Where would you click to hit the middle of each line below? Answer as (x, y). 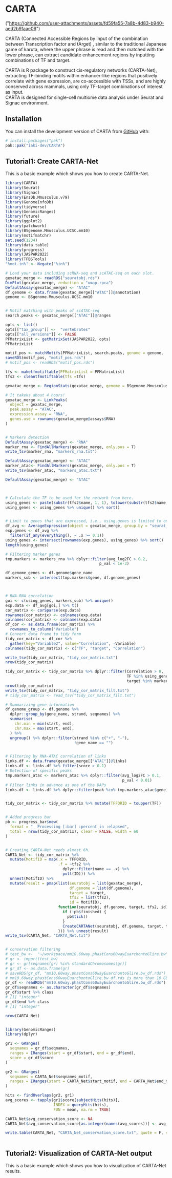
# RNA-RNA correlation (29, 596)
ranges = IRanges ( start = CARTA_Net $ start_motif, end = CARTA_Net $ (83, 1081)
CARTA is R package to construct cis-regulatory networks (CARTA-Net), (81, 70)
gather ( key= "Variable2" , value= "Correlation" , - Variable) (73, 643)
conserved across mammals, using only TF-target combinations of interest (84, 86)
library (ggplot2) (24, 221)
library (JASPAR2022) (27, 255)
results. (13, 1171)
